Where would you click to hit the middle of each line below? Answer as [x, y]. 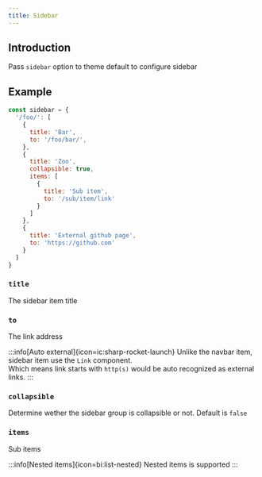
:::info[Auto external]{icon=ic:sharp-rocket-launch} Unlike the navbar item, [130, 352]
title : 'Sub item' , [76, 191]
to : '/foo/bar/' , [58, 140]
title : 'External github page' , [83, 236]
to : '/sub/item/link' [79, 198]
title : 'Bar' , [53, 132]
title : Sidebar [33, 15]
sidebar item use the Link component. [70, 360]
